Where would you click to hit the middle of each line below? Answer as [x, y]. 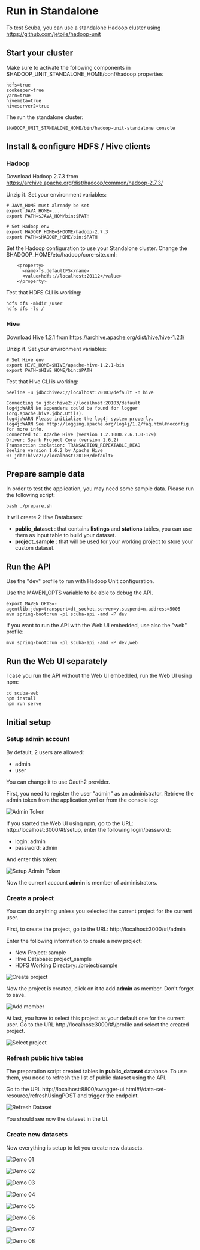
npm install [21, 698]
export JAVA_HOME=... [33, 211]
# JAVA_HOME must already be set [48, 206]
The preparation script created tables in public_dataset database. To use [97, 1072]
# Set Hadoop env [28, 227]
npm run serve [24, 704]
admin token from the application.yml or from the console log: [82, 800]
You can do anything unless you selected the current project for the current [99, 911]
